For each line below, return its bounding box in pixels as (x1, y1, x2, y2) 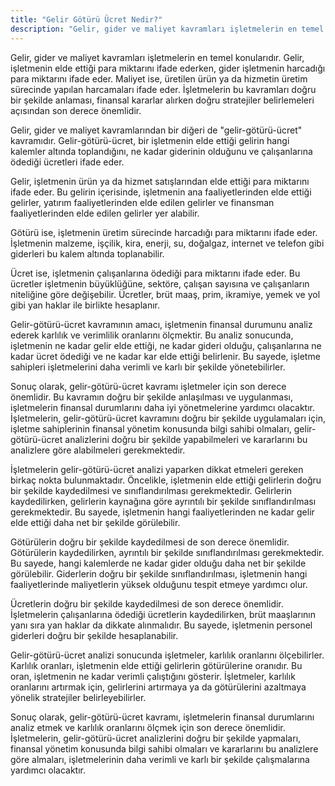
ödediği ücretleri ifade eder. (10, 156, 125, 168)
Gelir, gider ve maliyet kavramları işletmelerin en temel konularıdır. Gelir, (10, 51, 305, 63)
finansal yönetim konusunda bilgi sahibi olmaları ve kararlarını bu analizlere (10, 742, 319, 755)
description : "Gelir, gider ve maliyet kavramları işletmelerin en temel (10, 24, 325, 34)
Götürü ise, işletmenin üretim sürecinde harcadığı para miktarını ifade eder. (10, 226, 318, 238)
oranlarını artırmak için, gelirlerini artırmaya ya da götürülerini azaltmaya (10, 681, 307, 693)
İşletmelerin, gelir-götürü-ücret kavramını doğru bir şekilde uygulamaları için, (10, 412, 326, 424)
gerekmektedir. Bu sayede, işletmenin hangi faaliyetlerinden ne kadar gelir (10, 506, 315, 518)
